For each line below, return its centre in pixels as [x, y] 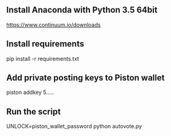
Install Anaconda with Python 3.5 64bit [82, 10]
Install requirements [45, 44]
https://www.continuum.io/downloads [54, 24]
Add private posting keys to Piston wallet [85, 78]
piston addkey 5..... [30, 92]
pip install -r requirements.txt [43, 59]
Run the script [33, 111]
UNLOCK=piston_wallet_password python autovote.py [74, 126]
